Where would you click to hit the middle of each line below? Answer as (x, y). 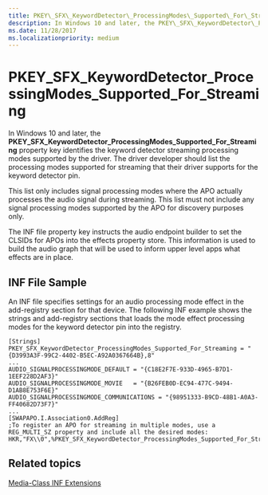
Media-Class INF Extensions (55, 482)
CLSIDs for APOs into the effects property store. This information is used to (132, 241)
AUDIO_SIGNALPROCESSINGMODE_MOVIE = (73, 383)
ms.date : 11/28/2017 (43, 30)
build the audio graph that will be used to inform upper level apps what (124, 249)
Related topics (45, 464)
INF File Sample (47, 283)
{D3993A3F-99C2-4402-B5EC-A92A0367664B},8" (82, 356)
